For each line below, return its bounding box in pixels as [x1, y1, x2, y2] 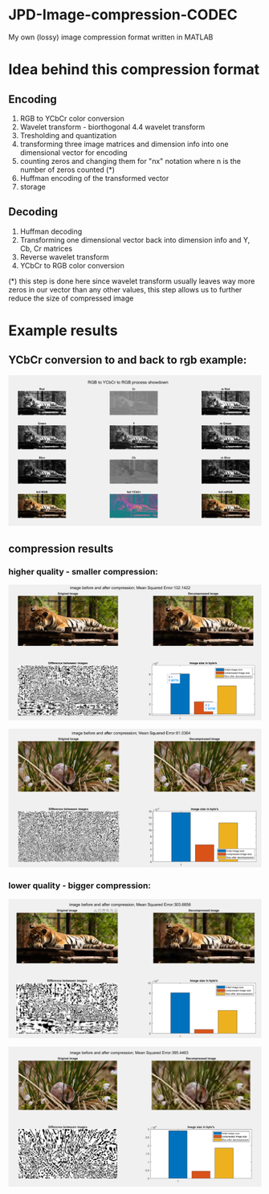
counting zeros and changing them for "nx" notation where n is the [19, 156, 241, 166]
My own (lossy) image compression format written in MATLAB [8, 32, 214, 42]
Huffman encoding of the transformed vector [19, 173, 169, 182]
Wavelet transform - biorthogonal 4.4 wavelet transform [19, 122, 206, 132]
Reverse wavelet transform [19, 251, 110, 262]
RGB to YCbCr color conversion [19, 113, 124, 123]
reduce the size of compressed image [8, 293, 134, 303]
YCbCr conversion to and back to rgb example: [8, 354, 247, 367]
